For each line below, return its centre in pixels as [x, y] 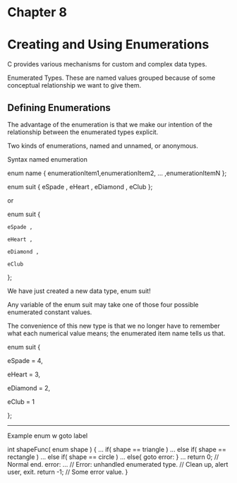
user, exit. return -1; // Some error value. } [68, 472]
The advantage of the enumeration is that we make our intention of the [110, 124]
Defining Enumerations [59, 108]
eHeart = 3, [24, 374]
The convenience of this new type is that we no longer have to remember [114, 326]
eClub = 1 [21, 401]
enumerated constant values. [50, 312]
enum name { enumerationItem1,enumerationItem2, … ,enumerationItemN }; [117, 173]
